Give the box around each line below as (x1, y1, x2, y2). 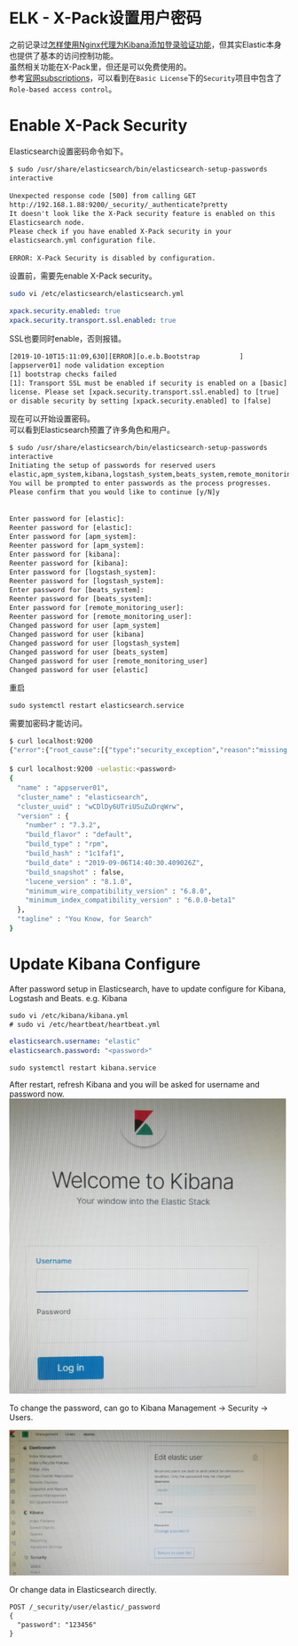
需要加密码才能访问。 (9, 718, 87, 728)
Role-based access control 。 (9, 84, 117, 94)
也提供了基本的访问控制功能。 (9, 50, 118, 60)
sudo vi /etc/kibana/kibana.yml (9, 1011, 129, 1020)
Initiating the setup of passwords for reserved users (9, 461, 216, 470)
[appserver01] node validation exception (9, 361, 165, 370)
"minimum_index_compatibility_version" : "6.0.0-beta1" (25, 895, 237, 905)
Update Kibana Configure (9, 954, 201, 975)
